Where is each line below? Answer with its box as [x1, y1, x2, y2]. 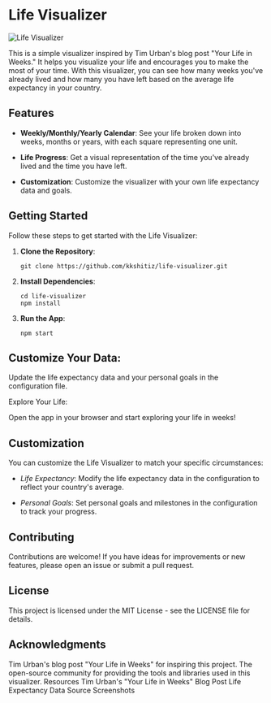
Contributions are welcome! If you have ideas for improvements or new [8, 552, 246, 562]
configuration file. [8, 381, 67, 391]
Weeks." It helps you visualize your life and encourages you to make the [8, 57, 249, 67]
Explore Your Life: [8, 397, 68, 407]
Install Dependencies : [19, 276, 96, 286]
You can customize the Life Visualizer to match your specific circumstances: [8, 458, 264, 468]
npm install [19, 299, 61, 307]
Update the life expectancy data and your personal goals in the [8, 372, 219, 383]
